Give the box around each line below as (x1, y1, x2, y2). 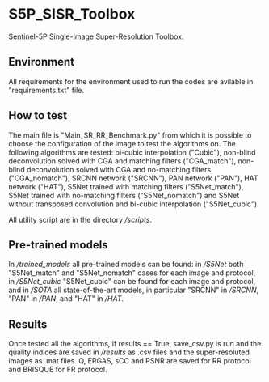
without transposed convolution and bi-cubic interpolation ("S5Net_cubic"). (8, 199, 260, 209)
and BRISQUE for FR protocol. (8, 365, 107, 375)
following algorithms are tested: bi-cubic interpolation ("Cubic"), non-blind (8, 147, 256, 157)
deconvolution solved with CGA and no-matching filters (27, 164, 212, 174)
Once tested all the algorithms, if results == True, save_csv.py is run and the (8, 339, 262, 349)
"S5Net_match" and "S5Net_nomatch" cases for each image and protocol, (8, 268, 256, 278)
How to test (8, 108, 67, 122)
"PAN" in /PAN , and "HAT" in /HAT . (8, 294, 124, 303)
